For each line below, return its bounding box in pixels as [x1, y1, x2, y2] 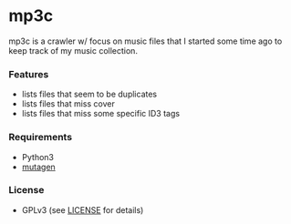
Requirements [8, 131, 73, 144]
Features [8, 67, 49, 80]
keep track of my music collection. [8, 45, 139, 56]
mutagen [21, 161, 56, 172]
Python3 [21, 151, 54, 162]
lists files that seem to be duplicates [21, 88, 157, 100]
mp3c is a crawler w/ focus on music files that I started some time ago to [8, 36, 283, 46]
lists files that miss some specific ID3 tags [21, 108, 180, 119]
